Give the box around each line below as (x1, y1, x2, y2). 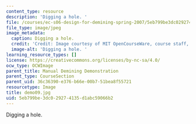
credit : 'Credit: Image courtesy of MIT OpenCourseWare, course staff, (11, 41, 190, 47)
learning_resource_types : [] (6, 52, 77, 58)
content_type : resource (6, 8, 64, 15)
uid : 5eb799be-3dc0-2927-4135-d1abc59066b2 (6, 95, 114, 101)
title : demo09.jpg (6, 90, 51, 95)
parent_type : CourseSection (6, 73, 75, 79)
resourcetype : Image (6, 84, 57, 90)
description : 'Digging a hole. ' (6, 14, 87, 20)
